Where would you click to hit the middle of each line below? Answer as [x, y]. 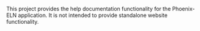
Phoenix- [184, 9]
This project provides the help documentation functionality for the [89, 9]
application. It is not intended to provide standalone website [93, 15]
